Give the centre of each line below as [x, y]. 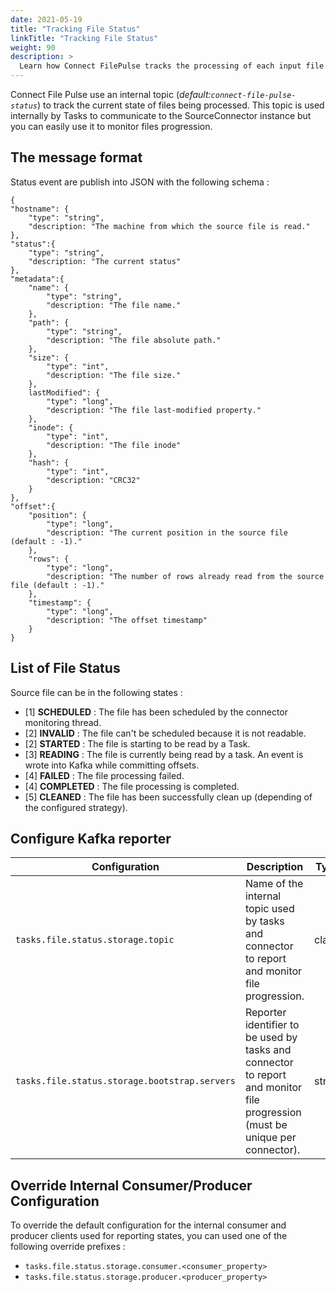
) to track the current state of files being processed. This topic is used [180, 105]
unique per [270, 1138]
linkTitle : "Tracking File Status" [84, 38]
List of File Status [65, 668]
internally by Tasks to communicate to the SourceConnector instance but [161, 115]
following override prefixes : [68, 1247]
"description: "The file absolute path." [134, 340]
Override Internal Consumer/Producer [131, 1185]
